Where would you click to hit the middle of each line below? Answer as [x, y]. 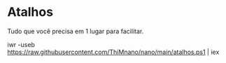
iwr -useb [21, 44]
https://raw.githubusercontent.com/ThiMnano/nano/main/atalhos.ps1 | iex [113, 52]
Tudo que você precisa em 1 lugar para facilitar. [76, 31]
